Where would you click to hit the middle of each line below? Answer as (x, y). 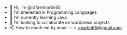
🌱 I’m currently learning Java (38, 17)
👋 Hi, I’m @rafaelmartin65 (35, 7)
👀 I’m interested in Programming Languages (53, 12)
